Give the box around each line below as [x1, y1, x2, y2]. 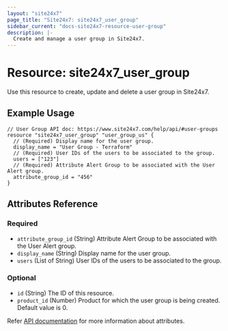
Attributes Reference [7, 198, 98, 210]
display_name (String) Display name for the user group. [16, 249, 171, 257]
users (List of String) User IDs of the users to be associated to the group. [16, 256, 222, 265]
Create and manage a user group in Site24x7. [13, 36, 145, 42]
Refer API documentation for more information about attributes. [7, 317, 185, 325]
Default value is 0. [16, 303, 68, 312]
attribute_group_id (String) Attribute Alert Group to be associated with [16, 234, 217, 243]
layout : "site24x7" [7, 10, 63, 17]
